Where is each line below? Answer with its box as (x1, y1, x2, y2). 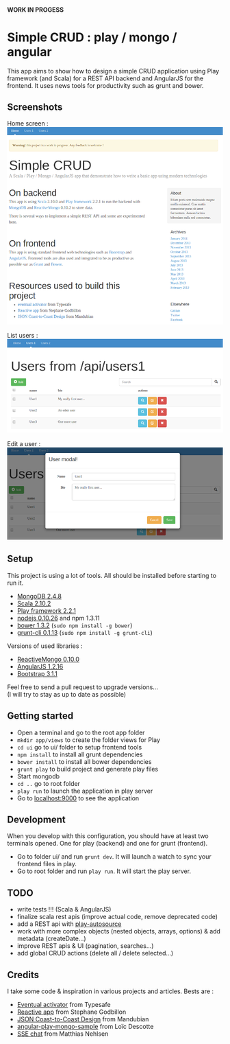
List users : (7, 332, 38, 340)
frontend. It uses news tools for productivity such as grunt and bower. (7, 81, 204, 89)
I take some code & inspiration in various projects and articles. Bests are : (7, 987, 214, 995)
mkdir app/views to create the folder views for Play (16, 735, 161, 744)
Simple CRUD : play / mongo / (7, 30, 177, 45)
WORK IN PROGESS (7, 5, 64, 14)
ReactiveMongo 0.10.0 (16, 655, 80, 663)
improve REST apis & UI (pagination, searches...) (16, 942, 154, 950)
